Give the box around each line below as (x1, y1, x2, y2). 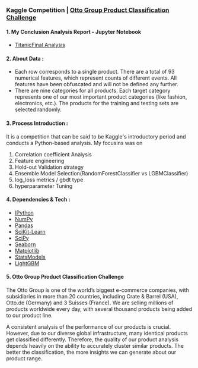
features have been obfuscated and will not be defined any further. (14, 81, 179, 88)
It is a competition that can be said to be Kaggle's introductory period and (6, 133, 186, 140)
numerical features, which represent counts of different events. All (14, 74, 177, 81)
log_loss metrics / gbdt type (14, 176, 84, 183)
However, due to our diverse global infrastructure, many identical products (6, 329, 189, 336)
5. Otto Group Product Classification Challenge (6, 273, 124, 281)
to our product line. (6, 312, 53, 319)
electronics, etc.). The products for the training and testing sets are (14, 100, 179, 107)
